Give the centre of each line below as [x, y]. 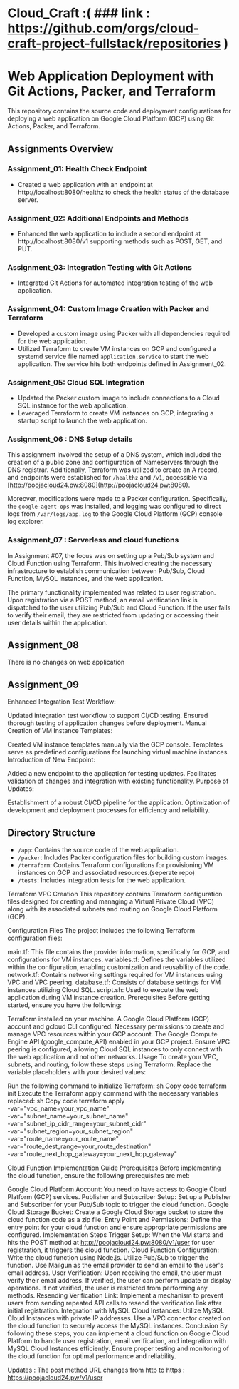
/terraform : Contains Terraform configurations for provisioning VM [116, 865]
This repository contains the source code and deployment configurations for [119, 111]
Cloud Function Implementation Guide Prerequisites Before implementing [114, 1168]
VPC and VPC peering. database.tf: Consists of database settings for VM [114, 982]
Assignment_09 [43, 684]
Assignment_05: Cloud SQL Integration [76, 382]
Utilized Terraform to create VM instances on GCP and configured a [117, 348]
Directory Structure [52, 833]
